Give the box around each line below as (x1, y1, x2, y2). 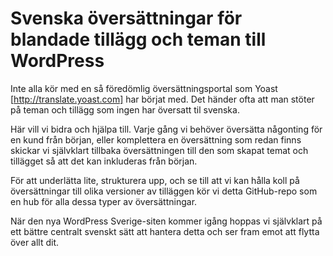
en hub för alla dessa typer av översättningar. (10, 195, 198, 207)
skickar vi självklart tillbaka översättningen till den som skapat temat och (10, 144, 309, 156)
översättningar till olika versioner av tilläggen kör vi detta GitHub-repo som (10, 185, 318, 197)
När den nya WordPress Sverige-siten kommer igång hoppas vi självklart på (10, 215, 323, 227)
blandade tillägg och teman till (10, 28, 267, 51)
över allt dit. (10, 236, 60, 248)
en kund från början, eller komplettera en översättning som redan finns (10, 133, 302, 146)
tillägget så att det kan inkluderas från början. (10, 155, 198, 167)
